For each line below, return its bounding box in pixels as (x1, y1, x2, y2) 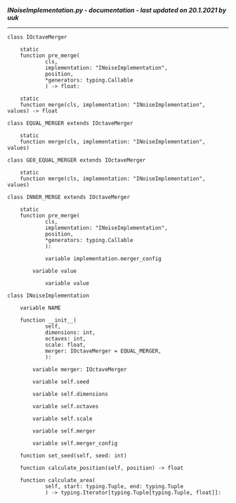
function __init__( (20, 317, 77, 324)
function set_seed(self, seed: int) (20, 452, 128, 459)
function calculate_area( (20, 477, 96, 484)
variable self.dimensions (32, 390, 109, 397)
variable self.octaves (32, 403, 99, 410)
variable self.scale (32, 415, 93, 422)
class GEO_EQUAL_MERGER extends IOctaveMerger (7, 157, 146, 164)
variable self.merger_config (32, 440, 118, 447)
